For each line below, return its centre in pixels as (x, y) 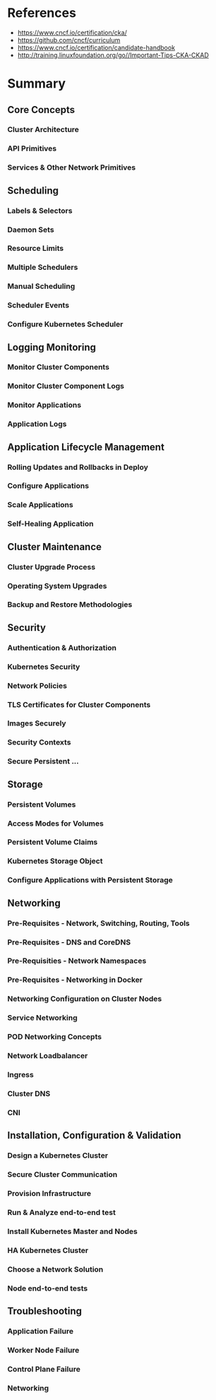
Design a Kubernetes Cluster (58, 1156)
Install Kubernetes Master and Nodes (72, 1231)
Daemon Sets (31, 230)
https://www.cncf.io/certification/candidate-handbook (96, 47)
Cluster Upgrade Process (52, 566)
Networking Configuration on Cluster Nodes (85, 999)
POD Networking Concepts (55, 1037)
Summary (36, 84)
